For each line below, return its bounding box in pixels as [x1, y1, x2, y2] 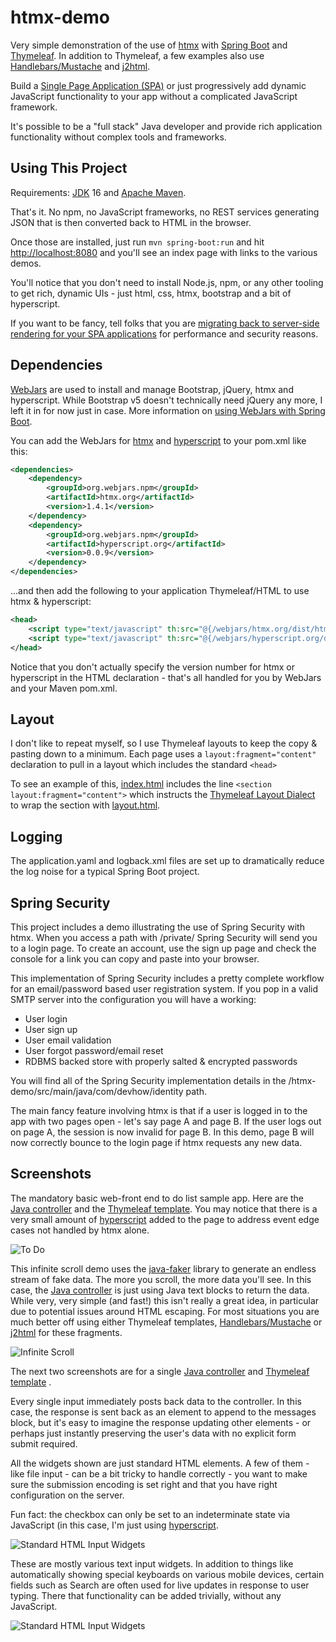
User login [24, 1013, 68, 1025]
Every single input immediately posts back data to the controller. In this [10, 1395, 302, 1407]
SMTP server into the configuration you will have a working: [10, 994, 257, 1005]
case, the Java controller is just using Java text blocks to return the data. [10, 1284, 310, 1296]
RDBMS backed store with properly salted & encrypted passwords [24, 1056, 298, 1067]
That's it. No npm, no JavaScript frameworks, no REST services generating [10, 206, 320, 218]
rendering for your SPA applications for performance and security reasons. [10, 327, 319, 340]
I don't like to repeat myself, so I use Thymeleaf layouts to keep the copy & [10, 737, 318, 750]
